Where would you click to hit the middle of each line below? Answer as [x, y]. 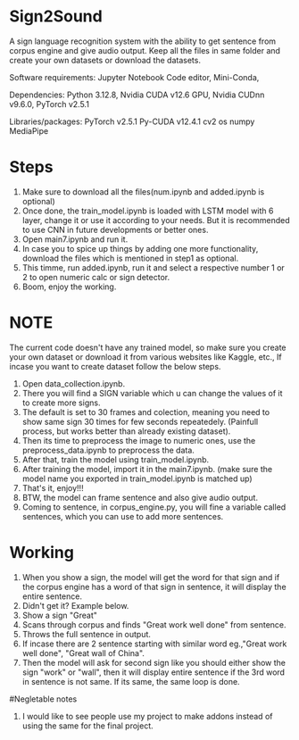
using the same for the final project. [87, 726]
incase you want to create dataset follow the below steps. [115, 366]
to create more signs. [61, 403]
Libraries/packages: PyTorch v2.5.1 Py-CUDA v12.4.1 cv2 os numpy [132, 121]
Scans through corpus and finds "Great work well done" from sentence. [154, 624]
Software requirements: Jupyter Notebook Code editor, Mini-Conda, [134, 77]
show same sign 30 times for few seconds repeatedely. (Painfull [140, 421]
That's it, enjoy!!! [53, 487]
